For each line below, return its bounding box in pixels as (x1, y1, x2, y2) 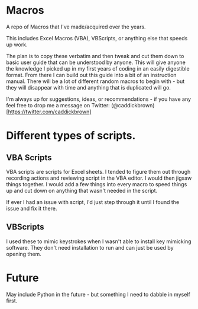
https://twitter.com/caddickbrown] (8, 108, 92, 115)
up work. (6, 41, 28, 48)
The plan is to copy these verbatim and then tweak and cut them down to (6, 52, 184, 59)
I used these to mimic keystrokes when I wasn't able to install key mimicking (6, 238, 191, 245)
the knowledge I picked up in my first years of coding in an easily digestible (6, 65, 190, 72)
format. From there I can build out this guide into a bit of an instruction (6, 71, 177, 78)
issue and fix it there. (6, 205, 57, 212)
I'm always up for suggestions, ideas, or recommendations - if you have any (6, 95, 191, 103)
